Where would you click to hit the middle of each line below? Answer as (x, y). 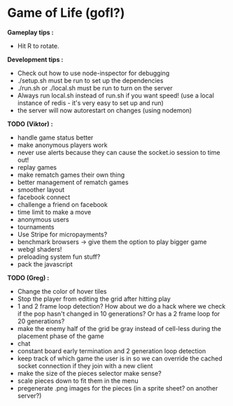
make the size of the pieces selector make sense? (90, 373)
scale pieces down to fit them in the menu (78, 381)
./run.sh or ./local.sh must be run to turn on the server (95, 88)
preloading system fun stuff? (59, 257)
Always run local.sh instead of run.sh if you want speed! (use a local (116, 95)
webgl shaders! (40, 249)
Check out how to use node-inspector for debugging (93, 73)
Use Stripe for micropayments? (62, 234)
